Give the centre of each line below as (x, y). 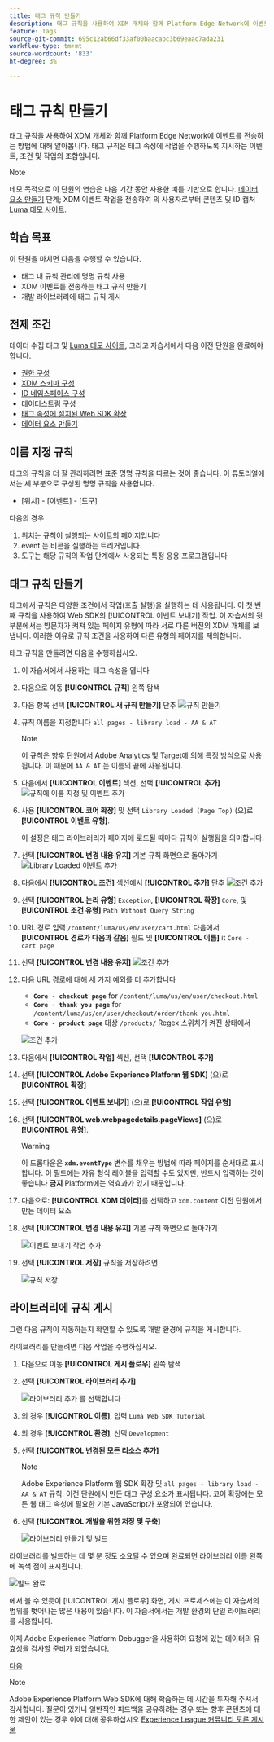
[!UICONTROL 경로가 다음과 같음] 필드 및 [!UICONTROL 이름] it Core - (135, 938)
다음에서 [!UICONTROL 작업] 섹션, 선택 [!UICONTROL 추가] (117, 1058)
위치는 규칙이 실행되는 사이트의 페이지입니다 (91, 535)
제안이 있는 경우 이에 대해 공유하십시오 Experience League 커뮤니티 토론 (133, 1719)
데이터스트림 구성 (48, 403)
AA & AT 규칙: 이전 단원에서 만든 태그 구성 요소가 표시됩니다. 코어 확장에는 (138, 1493)
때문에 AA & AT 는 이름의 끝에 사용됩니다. (118, 766)
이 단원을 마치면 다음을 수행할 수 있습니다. (75, 258)
